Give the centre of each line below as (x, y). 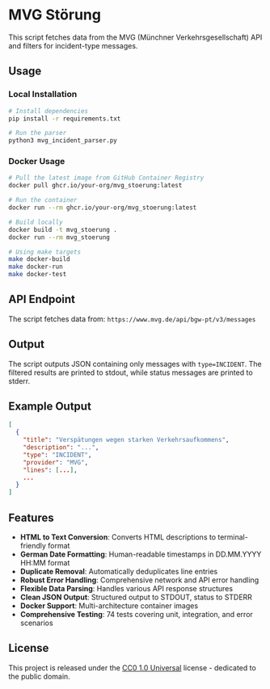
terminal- (233, 537)
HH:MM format (45, 563)
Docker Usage (37, 162)
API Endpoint (42, 299)
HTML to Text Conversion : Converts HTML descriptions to (118, 537)
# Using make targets (45, 252)
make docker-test (38, 275)
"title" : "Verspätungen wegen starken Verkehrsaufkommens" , (126, 440)
